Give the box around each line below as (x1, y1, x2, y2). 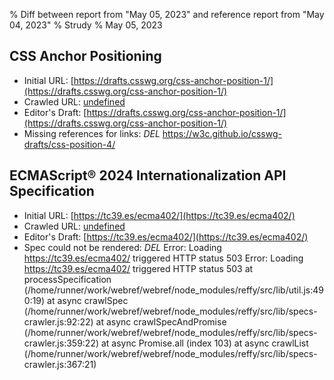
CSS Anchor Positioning (9, 48, 162, 65)
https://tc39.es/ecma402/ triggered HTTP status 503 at (23, 262, 254, 274)
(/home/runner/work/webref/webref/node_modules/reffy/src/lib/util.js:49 (23, 284, 324, 296)
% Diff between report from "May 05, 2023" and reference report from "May (9, 9, 325, 20)
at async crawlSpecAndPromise (95, 315, 227, 328)
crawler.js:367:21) (23, 358, 97, 370)
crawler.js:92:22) (23, 315, 94, 328)
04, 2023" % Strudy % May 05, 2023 (9, 19, 163, 31)
